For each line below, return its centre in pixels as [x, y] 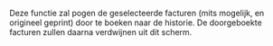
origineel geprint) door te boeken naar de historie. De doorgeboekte [136, 23]
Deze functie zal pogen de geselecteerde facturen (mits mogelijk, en [137, 13]
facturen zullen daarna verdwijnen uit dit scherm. [101, 32]
